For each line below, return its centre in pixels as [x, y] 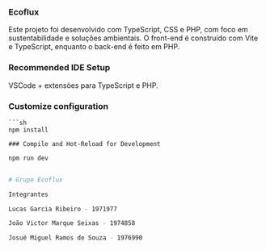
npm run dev [28, 158]
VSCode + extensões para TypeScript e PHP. [84, 85]
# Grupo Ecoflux [36, 180]
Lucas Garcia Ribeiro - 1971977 [63, 209]
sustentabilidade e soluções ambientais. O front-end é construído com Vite [133, 38]
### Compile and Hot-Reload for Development [84, 144]
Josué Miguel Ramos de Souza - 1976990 [76, 238]
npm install [28, 130]
